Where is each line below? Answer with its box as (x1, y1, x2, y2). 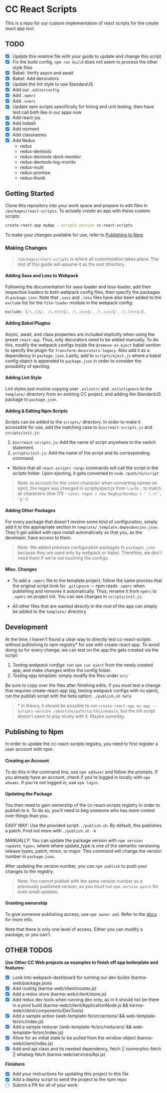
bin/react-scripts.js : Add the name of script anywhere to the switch (12, 439, 156, 445)
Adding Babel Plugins (5, 320, 51, 326)
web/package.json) (12, 980, 52, 986)
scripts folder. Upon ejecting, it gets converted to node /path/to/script (12, 470, 160, 476)
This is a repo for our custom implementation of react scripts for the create (5, 20, 159, 26)
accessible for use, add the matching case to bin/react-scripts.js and (5, 424, 153, 430)
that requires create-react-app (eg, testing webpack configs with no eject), (5, 687, 160, 694)
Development (5, 623, 48, 632)
